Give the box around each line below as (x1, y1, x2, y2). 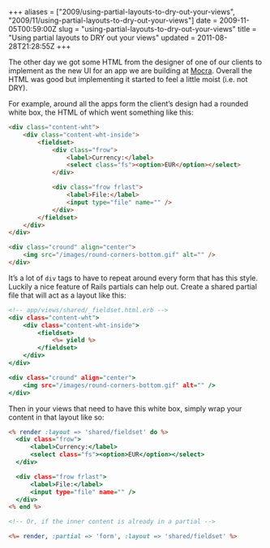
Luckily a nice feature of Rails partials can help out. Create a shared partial (8, 281, 258, 291)
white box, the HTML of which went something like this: (8, 107, 195, 117)
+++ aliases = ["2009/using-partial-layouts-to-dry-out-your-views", (8, 7, 235, 16)
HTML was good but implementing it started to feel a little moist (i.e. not (8, 75, 248, 84)
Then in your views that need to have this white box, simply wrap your (8, 403, 242, 413)
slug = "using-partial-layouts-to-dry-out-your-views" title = (58, 24, 257, 33)
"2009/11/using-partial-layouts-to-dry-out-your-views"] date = (8, 15, 218, 25)
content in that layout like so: (8, 412, 105, 422)
